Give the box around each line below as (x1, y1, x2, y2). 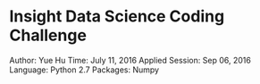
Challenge (9, 25, 88, 46)
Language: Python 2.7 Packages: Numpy (9, 64, 159, 75)
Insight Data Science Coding (9, 6, 225, 27)
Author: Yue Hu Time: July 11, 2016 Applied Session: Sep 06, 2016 (9, 55, 252, 65)
